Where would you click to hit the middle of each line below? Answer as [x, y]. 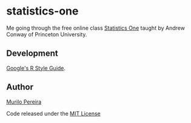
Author [20, 87]
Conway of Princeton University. [47, 34]
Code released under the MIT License [54, 113]
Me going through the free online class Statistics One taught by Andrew [95, 28]
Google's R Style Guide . [36, 68]
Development [32, 54]
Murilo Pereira [24, 102]
